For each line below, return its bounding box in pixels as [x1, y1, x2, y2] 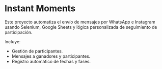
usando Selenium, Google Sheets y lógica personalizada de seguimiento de [4, 24, 158, 30]
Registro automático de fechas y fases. [11, 58, 91, 64]
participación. [4, 29, 33, 35]
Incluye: [4, 38, 21, 44]
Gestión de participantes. [11, 48, 63, 54]
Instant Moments [4, 3, 76, 14]
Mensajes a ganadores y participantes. [11, 53, 90, 59]
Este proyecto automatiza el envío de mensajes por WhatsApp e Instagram [4, 19, 156, 25]
